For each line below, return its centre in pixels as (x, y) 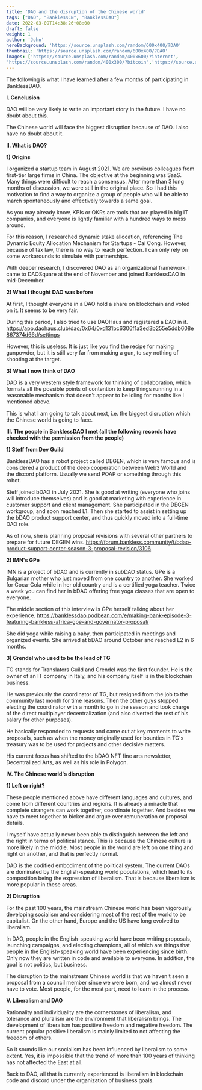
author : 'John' (25, 40)
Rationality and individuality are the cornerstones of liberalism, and (89, 1012)
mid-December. (26, 280)
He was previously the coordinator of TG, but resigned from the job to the (97, 694)
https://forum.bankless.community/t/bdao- (139, 542)
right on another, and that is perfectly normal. (62, 853)
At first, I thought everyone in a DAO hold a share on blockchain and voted (98, 304)
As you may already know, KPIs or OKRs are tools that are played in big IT (97, 212)
